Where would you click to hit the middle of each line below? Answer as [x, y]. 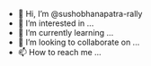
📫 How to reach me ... [59, 52]
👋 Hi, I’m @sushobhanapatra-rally [80, 14]
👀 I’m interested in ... [56, 23]
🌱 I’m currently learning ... [66, 33]
